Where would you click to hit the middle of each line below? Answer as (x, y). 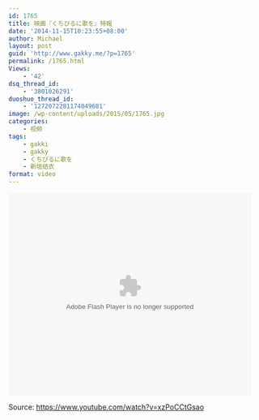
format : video (32, 174)
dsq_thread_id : (34, 84)
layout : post (30, 46)
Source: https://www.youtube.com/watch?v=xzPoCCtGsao (106, 407)
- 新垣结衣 (39, 167)
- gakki (36, 144)
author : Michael (36, 39)
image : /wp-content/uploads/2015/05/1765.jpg (86, 114)
